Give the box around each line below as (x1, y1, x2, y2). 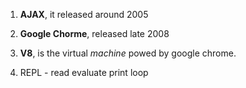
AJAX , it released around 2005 (19, 9, 149, 20)
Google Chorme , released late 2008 (19, 28, 170, 39)
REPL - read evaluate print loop (19, 67, 149, 78)
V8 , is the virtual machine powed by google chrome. (19, 47, 237, 59)
